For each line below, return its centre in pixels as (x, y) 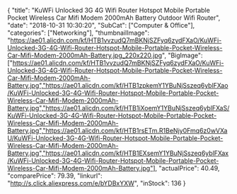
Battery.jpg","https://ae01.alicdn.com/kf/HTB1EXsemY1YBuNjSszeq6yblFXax (118, 153)
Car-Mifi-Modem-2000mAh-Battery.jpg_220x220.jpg (85, 55)
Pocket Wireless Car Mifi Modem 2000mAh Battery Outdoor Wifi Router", (114, 18)
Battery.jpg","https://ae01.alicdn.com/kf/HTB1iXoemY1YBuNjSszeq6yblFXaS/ (118, 108)
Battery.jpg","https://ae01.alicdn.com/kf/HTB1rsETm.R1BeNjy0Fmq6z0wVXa (117, 131)
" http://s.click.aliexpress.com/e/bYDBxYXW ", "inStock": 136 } (97, 183)
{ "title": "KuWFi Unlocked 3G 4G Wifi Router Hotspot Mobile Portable (109, 10)
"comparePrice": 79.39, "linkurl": (55, 176)
